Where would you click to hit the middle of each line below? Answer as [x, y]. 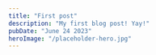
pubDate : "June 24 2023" [50, 31]
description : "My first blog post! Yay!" [79, 23]
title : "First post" [43, 16]
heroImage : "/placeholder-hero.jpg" [70, 38]
